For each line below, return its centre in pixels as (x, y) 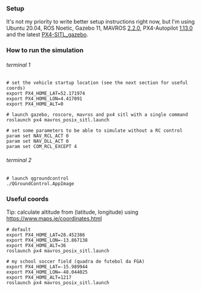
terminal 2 (19, 160)
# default (19, 229)
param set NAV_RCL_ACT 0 (38, 136)
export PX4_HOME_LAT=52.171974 (46, 93)
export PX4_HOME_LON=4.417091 (44, 99)
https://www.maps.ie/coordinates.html (54, 218)
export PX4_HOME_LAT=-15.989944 (47, 267)
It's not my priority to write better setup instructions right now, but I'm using (100, 22)
